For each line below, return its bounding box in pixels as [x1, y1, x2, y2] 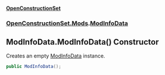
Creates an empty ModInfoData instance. [6, 52, 105, 59]
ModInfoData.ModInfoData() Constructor [6, 37, 159, 47]
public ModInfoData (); [6, 64, 61, 70]
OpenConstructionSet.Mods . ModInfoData [6, 19, 129, 27]
